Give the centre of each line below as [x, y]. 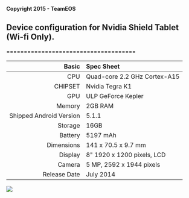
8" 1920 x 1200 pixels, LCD [126, 155]
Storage [69, 125]
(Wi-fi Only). [30, 37]
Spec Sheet [103, 66]
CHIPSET [67, 86]
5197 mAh [101, 135]
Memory [68, 106]
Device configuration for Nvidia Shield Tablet [93, 27]
